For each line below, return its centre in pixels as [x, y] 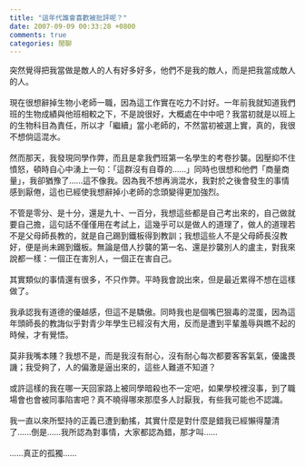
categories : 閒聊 [41, 43]
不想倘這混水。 [37, 137]
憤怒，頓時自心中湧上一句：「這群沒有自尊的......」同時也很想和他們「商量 [146, 169]
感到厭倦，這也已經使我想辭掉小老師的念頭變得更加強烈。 [117, 192]
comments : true [38, 35]
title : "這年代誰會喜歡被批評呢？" [69, 18]
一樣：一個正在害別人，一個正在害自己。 [101, 259]
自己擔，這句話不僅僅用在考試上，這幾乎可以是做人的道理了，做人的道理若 [156, 225]
